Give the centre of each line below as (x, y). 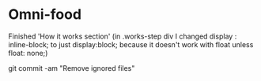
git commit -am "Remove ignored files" (72, 68)
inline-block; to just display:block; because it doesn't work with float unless (131, 44)
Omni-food (45, 15)
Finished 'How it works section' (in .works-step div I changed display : (123, 36)
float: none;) (28, 53)
